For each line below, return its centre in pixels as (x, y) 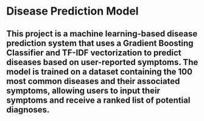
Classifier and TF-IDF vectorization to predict (94, 53)
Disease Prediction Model (72, 11)
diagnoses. (28, 110)
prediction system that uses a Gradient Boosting (100, 43)
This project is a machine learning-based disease (102, 34)
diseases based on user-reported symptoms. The (102, 62)
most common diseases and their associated (93, 81)
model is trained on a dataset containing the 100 (100, 71)
